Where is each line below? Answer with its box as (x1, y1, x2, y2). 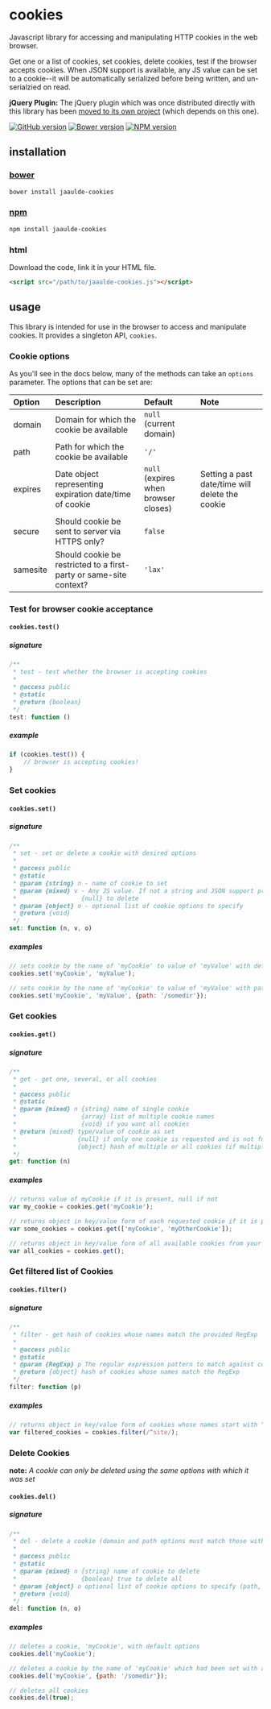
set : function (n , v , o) (9, 924, 92, 932)
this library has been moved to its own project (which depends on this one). (9, 106, 260, 116)
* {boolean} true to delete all (12, 1574, 183, 1582)
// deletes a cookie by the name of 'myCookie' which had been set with (9, 1664, 258, 1673)
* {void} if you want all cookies (12, 1120, 190, 1129)
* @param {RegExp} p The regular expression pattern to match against (12, 1360, 254, 1369)
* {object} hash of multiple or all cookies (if (12, 1143, 236, 1151)
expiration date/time (55, 488, 131, 500)
